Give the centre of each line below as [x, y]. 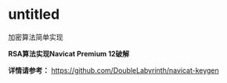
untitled [34, 14]
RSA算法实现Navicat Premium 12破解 [69, 53]
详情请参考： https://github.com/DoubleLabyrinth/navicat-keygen [113, 70]
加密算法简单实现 [36, 37]
